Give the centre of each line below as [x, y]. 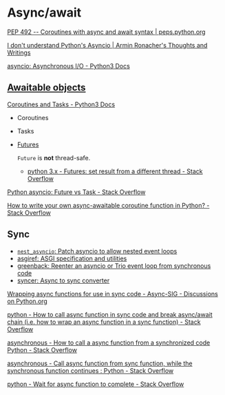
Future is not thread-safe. [54, 157]
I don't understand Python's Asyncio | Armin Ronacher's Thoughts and [107, 45]
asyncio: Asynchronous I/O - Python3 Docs [69, 66]
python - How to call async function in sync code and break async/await [110, 314]
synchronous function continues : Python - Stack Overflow [90, 370]
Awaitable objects [46, 88]
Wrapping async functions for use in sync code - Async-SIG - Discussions [112, 293]
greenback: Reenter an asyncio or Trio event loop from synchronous [114, 266]
